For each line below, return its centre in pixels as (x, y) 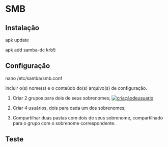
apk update (17, 40)
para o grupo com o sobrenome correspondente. (64, 123)
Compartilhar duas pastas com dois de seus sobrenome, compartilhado (88, 117)
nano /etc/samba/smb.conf (34, 78)
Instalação (22, 28)
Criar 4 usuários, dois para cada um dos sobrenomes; (69, 108)
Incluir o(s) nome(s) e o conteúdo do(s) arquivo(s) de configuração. (76, 88)
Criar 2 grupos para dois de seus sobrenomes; (62, 98)
